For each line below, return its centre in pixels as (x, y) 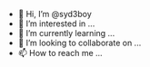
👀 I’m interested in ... (56, 24)
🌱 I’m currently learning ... (66, 33)
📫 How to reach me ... (60, 53)
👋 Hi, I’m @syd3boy (55, 14)
